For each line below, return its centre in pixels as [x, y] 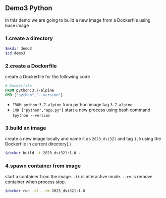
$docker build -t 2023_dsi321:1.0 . [43, 153]
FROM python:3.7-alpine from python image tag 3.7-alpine [72, 104]
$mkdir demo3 [19, 49]
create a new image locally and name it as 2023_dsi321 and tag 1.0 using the [83, 139]
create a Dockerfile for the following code [48, 77]
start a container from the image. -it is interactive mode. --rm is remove [79, 177]
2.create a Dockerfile [31, 66]
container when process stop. [36, 182]
